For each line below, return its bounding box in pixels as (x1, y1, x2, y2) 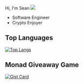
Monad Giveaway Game (5, 61, 79, 69)
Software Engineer (12, 15, 50, 20)
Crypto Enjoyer (12, 20, 42, 25)
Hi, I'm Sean (5, 5, 30, 11)
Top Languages (5, 34, 53, 42)
